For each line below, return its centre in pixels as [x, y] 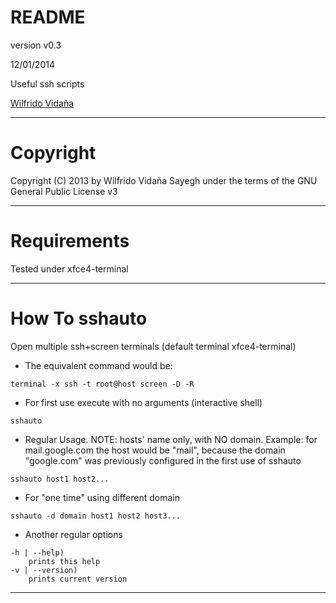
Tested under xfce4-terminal [69, 268]
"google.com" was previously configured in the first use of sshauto [163, 460]
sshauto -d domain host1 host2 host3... [96, 516]
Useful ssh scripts [47, 83]
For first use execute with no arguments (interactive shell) [143, 402]
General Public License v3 [64, 191]
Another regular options [73, 534]
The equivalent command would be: [98, 365]
